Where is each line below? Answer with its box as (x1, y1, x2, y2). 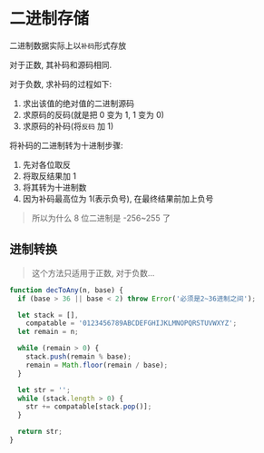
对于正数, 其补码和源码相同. (9, 59, 112, 70)
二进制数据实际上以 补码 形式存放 (9, 40, 127, 51)
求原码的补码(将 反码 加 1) (22, 120, 114, 132)
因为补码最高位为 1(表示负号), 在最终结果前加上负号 (22, 192, 214, 204)
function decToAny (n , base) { (9, 285, 124, 295)
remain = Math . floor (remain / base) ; (25, 360, 169, 369)
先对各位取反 (22, 159, 71, 170)
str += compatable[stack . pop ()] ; (25, 402, 152, 411)
